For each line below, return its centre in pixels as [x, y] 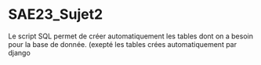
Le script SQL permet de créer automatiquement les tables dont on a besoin [130, 36]
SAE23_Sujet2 [56, 14]
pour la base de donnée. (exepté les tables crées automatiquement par [123, 44]
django [20, 52]
